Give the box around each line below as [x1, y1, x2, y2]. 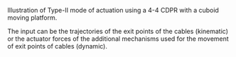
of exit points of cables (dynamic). [7, 42, 108, 50]
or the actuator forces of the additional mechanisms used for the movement [7, 34, 229, 43]
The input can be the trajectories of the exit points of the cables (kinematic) [7, 27, 229, 35]
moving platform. [7, 13, 58, 22]
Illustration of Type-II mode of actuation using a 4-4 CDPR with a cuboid [7, 6, 219, 14]
